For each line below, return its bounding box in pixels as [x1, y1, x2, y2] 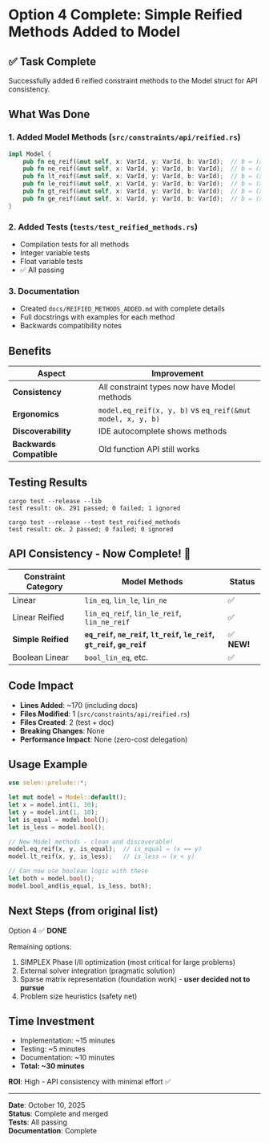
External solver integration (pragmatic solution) [19, 966, 176, 975]
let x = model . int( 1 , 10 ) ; [8, 801, 98, 809]
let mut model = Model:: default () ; [8, 793, 127, 802]
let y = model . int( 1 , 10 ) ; [8, 808, 98, 816]
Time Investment [8, 1015, 94, 1028]
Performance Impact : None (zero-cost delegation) [19, 734, 188, 744]
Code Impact [8, 679, 74, 693]
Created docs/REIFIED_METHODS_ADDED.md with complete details [19, 303, 226, 314]
